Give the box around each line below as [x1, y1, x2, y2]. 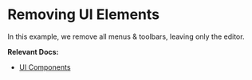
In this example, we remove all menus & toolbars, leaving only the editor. [7, 32, 245, 41]
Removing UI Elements [7, 6, 160, 24]
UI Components [18, 62, 71, 72]
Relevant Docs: [7, 47, 59, 56]
